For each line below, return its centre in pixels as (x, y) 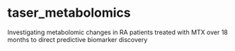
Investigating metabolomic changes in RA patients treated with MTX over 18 (118, 32)
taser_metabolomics (69, 13)
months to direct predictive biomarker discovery (78, 39)
